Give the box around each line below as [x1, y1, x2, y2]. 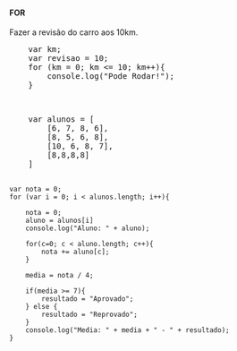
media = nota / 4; [25, 271, 94, 280]
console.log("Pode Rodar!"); [47, 72, 175, 81]
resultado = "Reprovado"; [41, 310, 139, 320]
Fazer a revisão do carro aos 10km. [9, 27, 139, 38]
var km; [28, 45, 62, 55]
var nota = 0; [9, 184, 63, 194]
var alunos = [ [28, 115, 95, 124]
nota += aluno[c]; [41, 247, 110, 257]
